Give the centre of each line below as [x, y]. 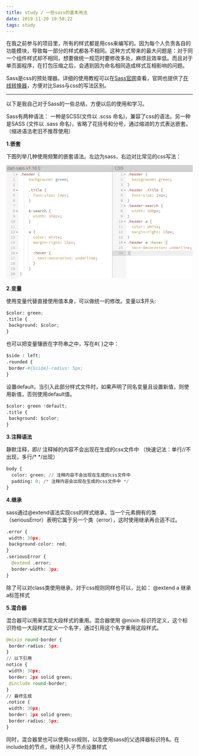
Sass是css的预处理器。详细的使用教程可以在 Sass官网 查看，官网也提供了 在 [97, 78]
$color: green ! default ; [37, 406]
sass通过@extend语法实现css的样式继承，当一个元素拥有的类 [81, 512]
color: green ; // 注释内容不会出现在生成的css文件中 [71, 475]
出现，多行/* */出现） [32, 457]
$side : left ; [24, 356]
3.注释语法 [19, 437]
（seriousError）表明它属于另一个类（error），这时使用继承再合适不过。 [93, 520]
